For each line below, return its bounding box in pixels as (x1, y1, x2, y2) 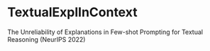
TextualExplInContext (7, 4, 138, 21)
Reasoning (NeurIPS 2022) (7, 35, 86, 43)
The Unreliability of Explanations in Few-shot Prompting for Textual (7, 28, 204, 36)
